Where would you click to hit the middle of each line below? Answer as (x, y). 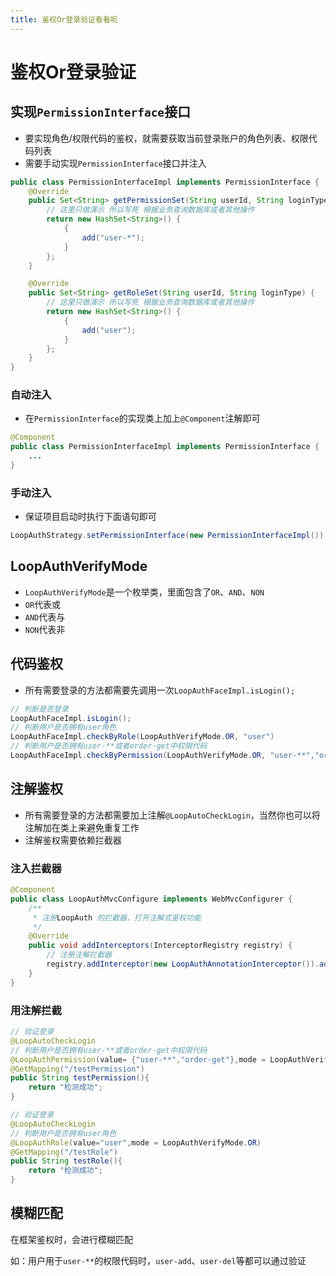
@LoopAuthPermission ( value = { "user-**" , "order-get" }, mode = (138, 1059)
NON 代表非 (45, 629)
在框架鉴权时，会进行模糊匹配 (71, 1239)
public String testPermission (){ (80, 1078)
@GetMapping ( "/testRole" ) (64, 1152)
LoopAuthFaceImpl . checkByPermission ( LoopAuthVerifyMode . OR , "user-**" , (162, 756)
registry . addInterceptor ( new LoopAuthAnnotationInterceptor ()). (183, 964)
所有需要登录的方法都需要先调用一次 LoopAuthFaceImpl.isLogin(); (160, 690)
